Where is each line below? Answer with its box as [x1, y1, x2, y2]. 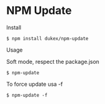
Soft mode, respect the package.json [6, 58, 100, 65]
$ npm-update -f [6, 92, 48, 98]
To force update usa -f [6, 80, 63, 88]
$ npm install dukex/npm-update [6, 35, 89, 41]
